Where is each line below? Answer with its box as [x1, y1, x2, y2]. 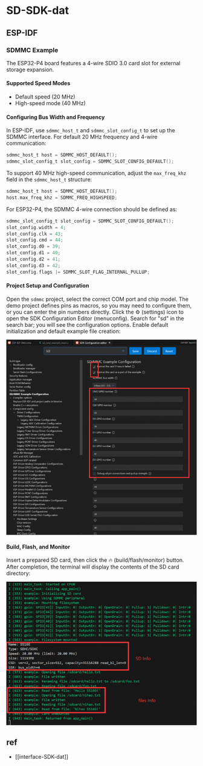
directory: [6, 570, 31, 577]
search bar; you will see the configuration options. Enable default [6, 321, 169, 328]
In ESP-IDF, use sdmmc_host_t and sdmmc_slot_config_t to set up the [6, 127, 175, 134]
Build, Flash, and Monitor [6, 543, 71, 550]
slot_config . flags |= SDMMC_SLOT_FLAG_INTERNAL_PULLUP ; [6, 269, 150, 275]
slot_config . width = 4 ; [6, 224, 66, 230]
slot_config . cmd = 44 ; [6, 237, 63, 243]
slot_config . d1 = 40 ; [6, 250, 61, 256]
